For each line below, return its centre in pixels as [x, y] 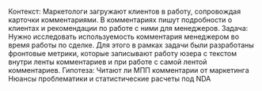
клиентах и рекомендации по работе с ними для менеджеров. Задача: [128, 28]
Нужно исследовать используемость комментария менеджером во [124, 36]
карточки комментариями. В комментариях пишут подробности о [120, 20]
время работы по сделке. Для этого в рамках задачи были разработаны [131, 45]
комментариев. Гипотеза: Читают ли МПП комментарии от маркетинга [129, 70]
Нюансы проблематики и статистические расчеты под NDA [110, 79]
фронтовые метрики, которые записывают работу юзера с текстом [123, 53]
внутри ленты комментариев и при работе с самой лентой [108, 62]
